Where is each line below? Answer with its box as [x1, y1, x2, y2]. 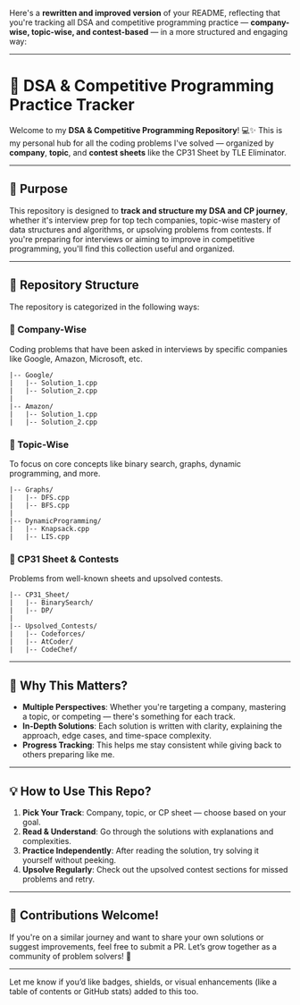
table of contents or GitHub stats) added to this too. [9, 985, 199, 996]
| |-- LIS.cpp [9, 532, 70, 542]
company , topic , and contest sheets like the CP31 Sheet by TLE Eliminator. [9, 147, 287, 157]
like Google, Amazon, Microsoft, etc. [9, 353, 143, 364]
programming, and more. [9, 469, 101, 479]
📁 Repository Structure [9, 277, 139, 293]
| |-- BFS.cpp [9, 501, 70, 511]
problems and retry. [21, 874, 96, 884]
